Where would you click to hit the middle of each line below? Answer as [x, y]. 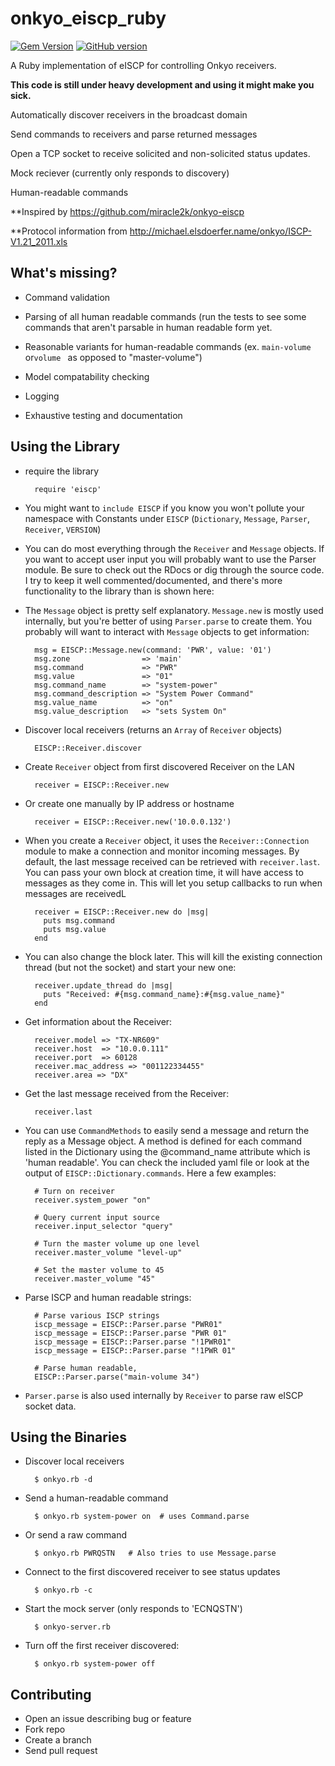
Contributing [51, 1694]
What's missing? [64, 273]
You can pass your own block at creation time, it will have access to [164, 872]
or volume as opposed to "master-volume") [113, 357]
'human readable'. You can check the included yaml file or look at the [167, 1162]
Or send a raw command [75, 1535]
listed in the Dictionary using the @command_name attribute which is [167, 1151]
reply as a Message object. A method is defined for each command [163, 1141]
